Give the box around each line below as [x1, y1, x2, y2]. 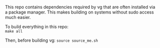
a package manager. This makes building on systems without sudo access [5, 9, 154, 15]
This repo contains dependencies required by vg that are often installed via [5, 4, 156, 10]
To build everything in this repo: [5, 24, 69, 30]
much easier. [5, 15, 31, 20]
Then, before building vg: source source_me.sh [5, 37, 98, 43]
